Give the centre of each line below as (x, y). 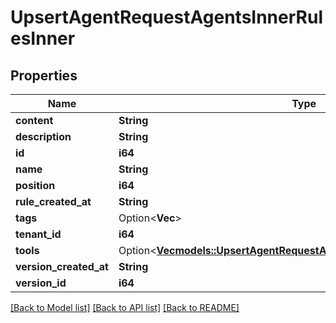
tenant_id (38, 234)
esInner (43, 38)
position (35, 185)
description (43, 136)
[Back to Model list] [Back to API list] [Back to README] (125, 307)
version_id (41, 283)
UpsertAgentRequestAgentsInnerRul (166, 17)
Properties (44, 75)
